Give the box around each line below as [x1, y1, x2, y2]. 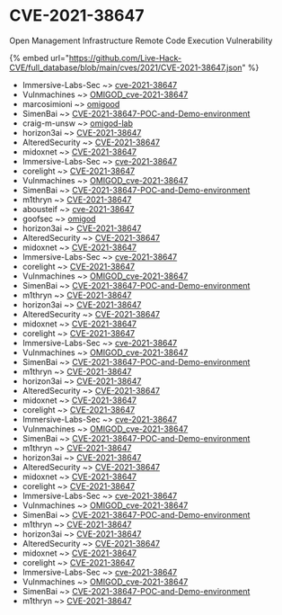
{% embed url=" [9, 52, 70, 63]
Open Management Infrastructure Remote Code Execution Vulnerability [9, 35, 273, 46]
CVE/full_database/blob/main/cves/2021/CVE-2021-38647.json [9, 62, 242, 73]
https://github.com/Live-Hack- [68, 52, 182, 63]
